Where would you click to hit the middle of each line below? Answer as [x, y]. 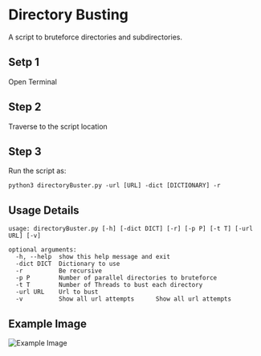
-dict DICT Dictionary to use [68, 264]
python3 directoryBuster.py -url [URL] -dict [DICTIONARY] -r [114, 186]
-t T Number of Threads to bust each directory [109, 285]
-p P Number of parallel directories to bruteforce [116, 278]
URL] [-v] [25, 236]
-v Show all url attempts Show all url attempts [123, 299]
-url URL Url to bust [57, 292]
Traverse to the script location [58, 126]
